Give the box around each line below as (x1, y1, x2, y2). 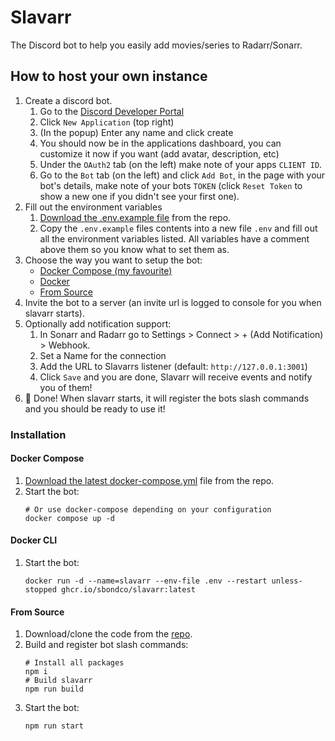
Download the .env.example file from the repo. (39, 211, 232, 223)
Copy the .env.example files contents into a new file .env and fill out (39, 222, 318, 234)
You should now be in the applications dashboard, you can (39, 137, 282, 149)
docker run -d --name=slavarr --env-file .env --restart (24, 576, 268, 586)
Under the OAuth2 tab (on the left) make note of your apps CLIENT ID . (39, 158, 323, 170)
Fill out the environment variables (24, 201, 163, 213)
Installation (10, 427, 67, 441)
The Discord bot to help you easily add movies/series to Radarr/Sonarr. (10, 39, 303, 51)
